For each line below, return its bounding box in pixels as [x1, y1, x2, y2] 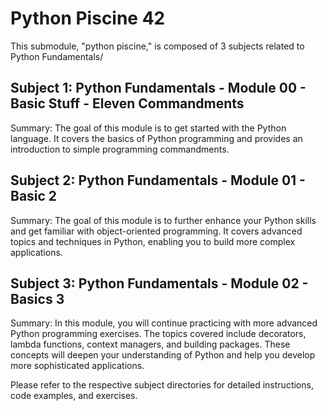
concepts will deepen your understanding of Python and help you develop [10, 349, 316, 361]
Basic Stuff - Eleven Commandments [10, 95, 245, 112]
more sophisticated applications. [10, 360, 145, 372]
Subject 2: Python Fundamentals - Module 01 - [10, 172, 306, 189]
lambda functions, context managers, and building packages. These [10, 338, 291, 351]
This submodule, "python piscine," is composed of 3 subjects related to [10, 40, 305, 52]
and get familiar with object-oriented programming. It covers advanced [10, 225, 303, 237]
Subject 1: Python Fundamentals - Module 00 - [10, 80, 307, 97]
